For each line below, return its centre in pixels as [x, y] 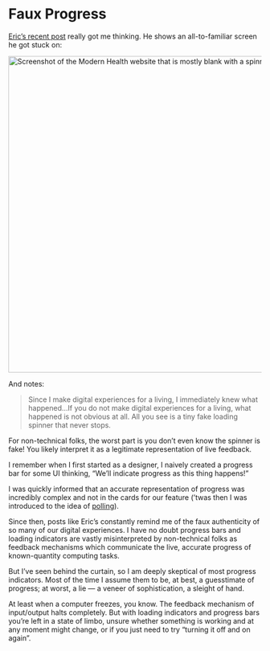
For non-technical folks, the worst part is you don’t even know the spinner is [135, 440]
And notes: [27, 383]
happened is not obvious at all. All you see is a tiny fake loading [133, 416]
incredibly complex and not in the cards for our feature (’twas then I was [128, 497]
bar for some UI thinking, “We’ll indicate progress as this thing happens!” [129, 473]
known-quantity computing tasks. [64, 555]
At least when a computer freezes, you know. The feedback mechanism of [131, 604]
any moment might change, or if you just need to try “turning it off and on [129, 629]
